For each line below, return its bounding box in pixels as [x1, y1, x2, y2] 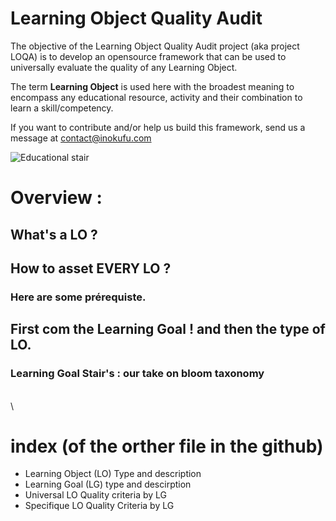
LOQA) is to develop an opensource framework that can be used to [10, 50, 287, 62]
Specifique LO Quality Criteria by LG [24, 500, 175, 512]
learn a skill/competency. [10, 102, 114, 114]
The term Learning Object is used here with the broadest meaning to [10, 80, 295, 92]
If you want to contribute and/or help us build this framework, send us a [10, 121, 306, 133]
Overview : [10, 187, 103, 209]
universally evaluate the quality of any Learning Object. [10, 61, 238, 73]
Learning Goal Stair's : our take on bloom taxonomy [10, 367, 265, 381]
